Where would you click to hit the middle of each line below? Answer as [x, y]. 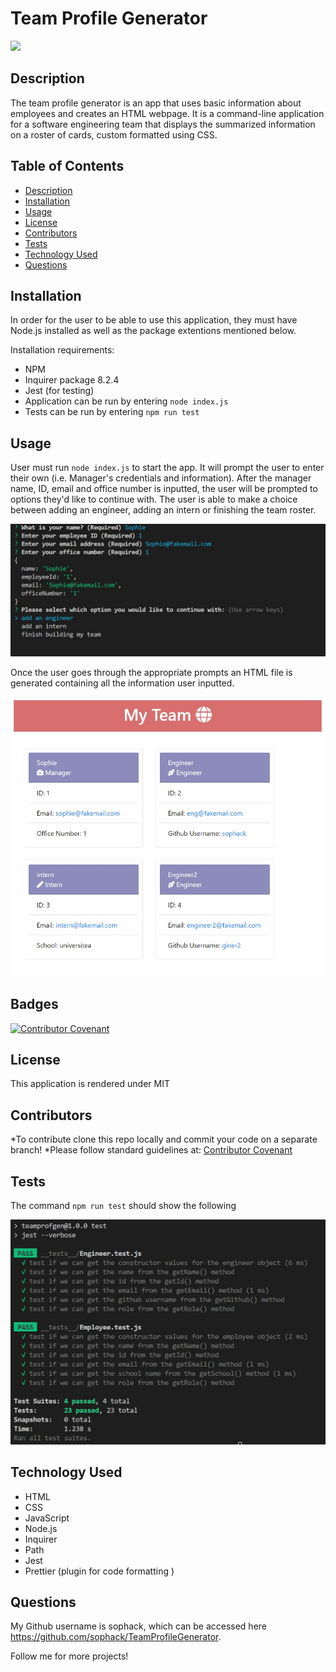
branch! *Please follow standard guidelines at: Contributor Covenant [151, 1150]
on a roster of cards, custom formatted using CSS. [114, 134]
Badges [34, 1004]
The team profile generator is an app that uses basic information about [156, 103]
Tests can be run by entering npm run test [112, 412]
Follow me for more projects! [69, 1656]
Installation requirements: [62, 350]
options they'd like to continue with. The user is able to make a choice [154, 499]
